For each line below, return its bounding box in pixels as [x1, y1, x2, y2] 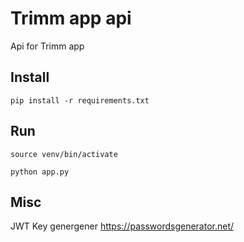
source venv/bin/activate [10, 149, 118, 159]
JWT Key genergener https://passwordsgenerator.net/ [10, 220, 235, 232]
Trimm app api [10, 7, 132, 30]
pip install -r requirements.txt [10, 95, 150, 106]
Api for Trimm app [10, 40, 85, 52]
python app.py [10, 167, 70, 177]
